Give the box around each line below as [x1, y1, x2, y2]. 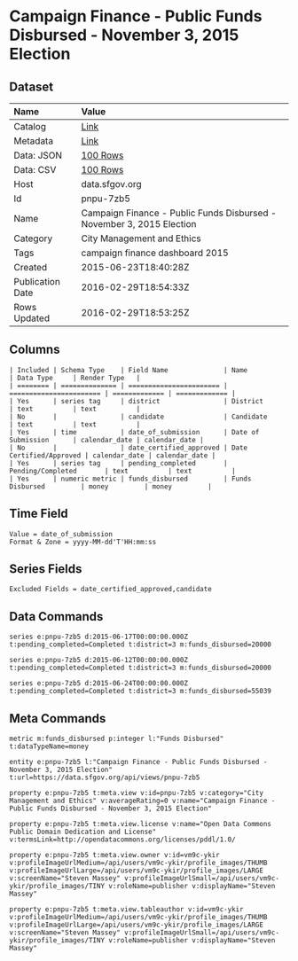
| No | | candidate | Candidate [9, 412, 268, 421]
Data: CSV [13, 164, 57, 176]
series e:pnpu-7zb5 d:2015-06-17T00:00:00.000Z [9, 632, 189, 642]
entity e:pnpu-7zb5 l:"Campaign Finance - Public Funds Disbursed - [9, 758, 268, 767]
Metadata [13, 135, 54, 147]
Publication [13, 276, 60, 287]
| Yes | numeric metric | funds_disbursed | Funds [9, 474, 252, 483]
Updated [13, 312, 51, 324]
